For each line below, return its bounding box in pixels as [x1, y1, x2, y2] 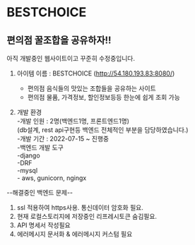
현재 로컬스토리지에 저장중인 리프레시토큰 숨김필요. [16, 213, 157, 220]
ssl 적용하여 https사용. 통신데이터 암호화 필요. [16, 203, 144, 212]
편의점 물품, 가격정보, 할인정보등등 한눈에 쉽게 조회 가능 [27, 93, 181, 101]
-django [16, 151, 40, 160]
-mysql [16, 167, 38, 174]
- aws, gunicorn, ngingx [16, 174, 87, 182]
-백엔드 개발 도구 [16, 143, 64, 152]
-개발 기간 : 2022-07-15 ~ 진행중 [16, 135, 110, 143]
